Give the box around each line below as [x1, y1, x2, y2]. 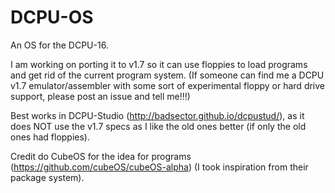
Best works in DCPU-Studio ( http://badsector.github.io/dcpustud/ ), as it [10, 109, 305, 121]
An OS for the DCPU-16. [10, 39, 109, 51]
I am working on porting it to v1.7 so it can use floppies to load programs [10, 58, 308, 70]
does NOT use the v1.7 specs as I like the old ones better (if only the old [10, 120, 307, 132]
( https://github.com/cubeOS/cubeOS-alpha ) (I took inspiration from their [10, 161, 309, 173]
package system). [10, 171, 85, 183]
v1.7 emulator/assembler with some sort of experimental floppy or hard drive [10, 79, 326, 91]
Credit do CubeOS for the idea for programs [10, 150, 192, 162]
